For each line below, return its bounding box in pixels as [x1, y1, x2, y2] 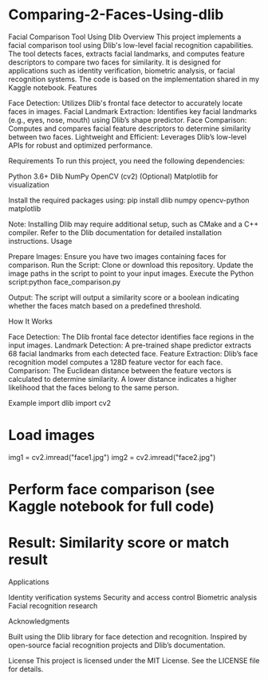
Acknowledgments [8, 616, 70, 626]
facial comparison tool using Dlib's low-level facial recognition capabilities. [8, 40, 254, 49]
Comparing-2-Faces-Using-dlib [8, 6, 224, 24]
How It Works [8, 316, 53, 326]
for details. [8, 664, 44, 674]
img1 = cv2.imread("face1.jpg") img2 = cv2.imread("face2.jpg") [8, 452, 216, 462]
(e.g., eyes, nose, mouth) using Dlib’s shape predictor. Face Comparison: [8, 115, 247, 124]
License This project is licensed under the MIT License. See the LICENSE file [8, 656, 260, 665]
